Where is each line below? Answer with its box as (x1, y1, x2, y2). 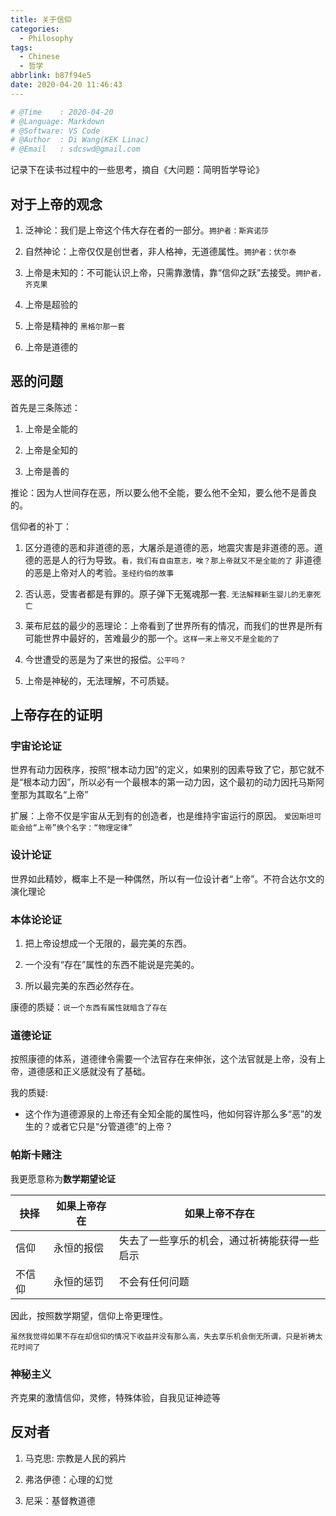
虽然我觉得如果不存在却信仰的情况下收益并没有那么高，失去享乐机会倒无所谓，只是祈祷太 (10, 1331, 323, 1341)
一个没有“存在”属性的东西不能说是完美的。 (24, 959, 200, 971)
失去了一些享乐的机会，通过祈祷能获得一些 (118, 1233, 320, 1247)
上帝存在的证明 (10, 707, 103, 724)
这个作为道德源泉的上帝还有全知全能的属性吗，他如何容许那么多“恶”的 (24, 1108, 314, 1120)
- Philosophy (19, 33, 74, 43)
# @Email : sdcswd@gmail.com (10, 144, 141, 155)
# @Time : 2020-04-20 (10, 107, 114, 117)
